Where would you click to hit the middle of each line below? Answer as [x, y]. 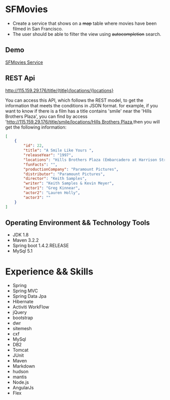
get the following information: [36, 127]
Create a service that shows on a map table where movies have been [84, 23]
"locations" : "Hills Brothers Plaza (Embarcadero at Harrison [90, 160]
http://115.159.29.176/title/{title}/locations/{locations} [59, 90]
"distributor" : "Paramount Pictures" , [64, 174]
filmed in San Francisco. [38, 28]
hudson [20, 372]
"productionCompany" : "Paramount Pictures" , [71, 169]
